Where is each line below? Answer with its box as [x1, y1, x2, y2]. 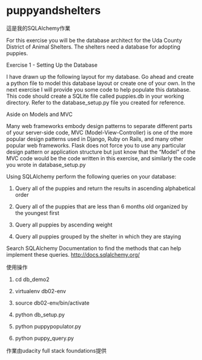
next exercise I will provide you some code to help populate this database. [6, 86, 191, 93]
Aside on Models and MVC [6, 110, 73, 118]
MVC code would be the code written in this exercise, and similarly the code [6, 154, 196, 161]
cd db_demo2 [15, 276, 50, 283]
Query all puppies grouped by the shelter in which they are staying [15, 233, 181, 240]
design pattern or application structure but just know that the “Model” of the [6, 148, 195, 155]
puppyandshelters [6, 4, 101, 18]
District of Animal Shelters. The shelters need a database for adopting [6, 43, 180, 50]
